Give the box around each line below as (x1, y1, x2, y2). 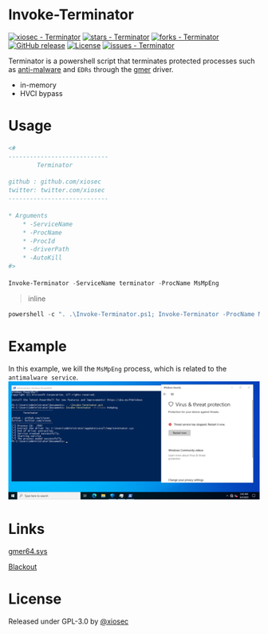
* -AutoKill (22, 254, 62, 262)
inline (27, 294, 46, 303)
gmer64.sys (8, 546, 48, 556)
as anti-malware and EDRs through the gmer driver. (8, 64, 174, 74)
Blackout (8, 562, 37, 572)
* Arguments (8, 211, 48, 219)
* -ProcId (22, 237, 56, 245)
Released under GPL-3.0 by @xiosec (8, 616, 129, 626)
